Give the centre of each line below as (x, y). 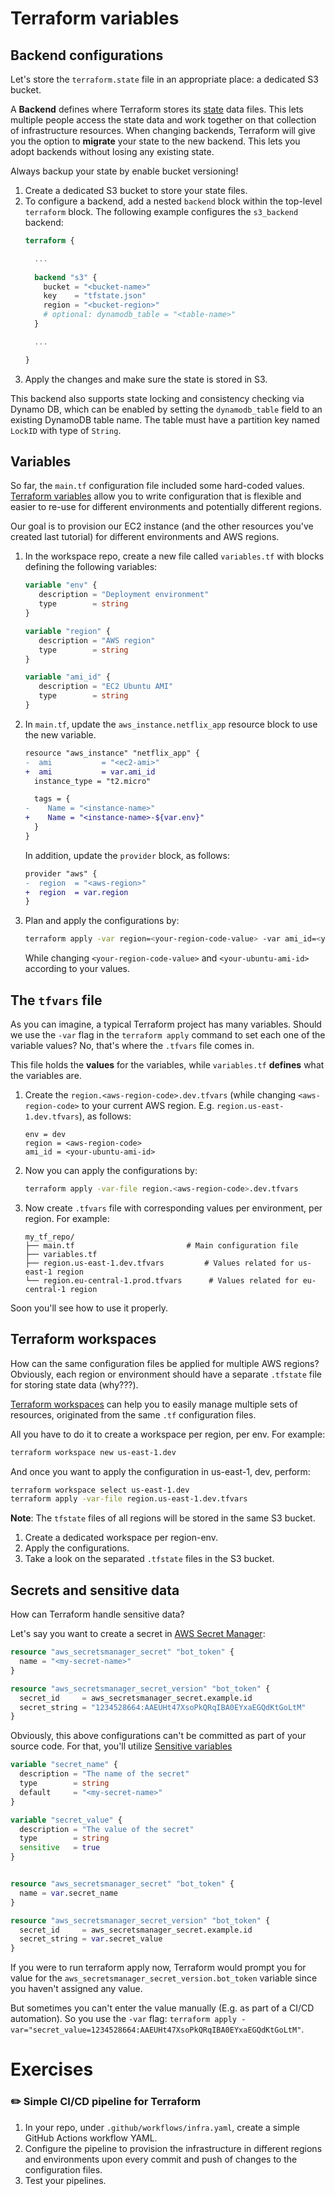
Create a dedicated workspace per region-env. (121, 1538)
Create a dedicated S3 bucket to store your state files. (136, 190)
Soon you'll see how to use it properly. (89, 1308)
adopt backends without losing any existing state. (112, 151)
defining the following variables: (91, 567)
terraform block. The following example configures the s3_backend (161, 211)
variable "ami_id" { (67, 677)
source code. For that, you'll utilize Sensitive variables (121, 1746)
